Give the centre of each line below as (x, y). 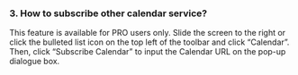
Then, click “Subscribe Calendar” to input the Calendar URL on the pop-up (148, 52)
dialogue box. (35, 62)
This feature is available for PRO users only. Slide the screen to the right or (148, 33)
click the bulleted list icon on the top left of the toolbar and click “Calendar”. (149, 42)
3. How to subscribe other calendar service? (108, 13)
